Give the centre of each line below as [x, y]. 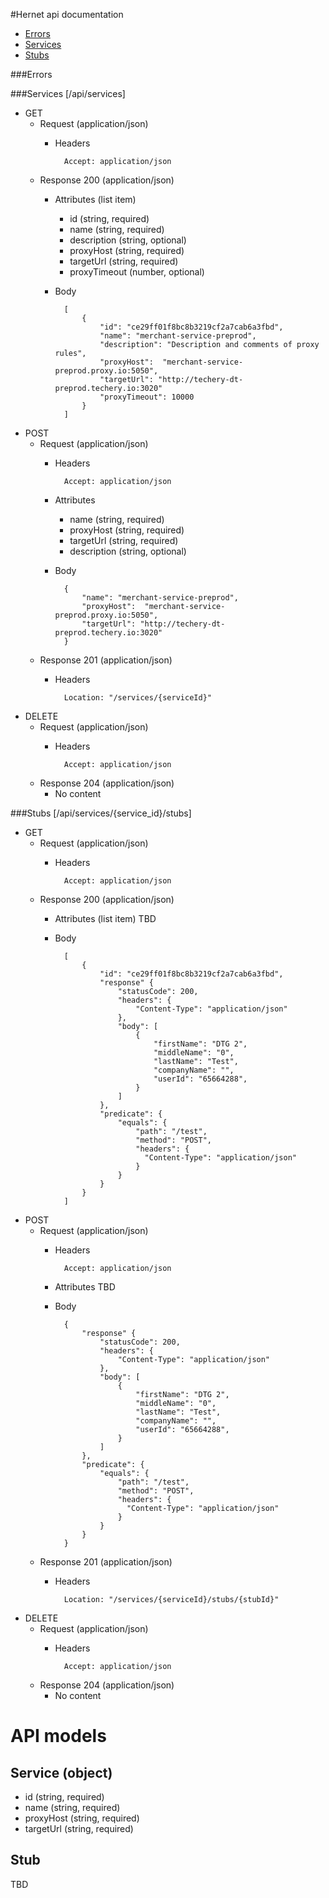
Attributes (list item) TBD [105, 918]
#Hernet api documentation [67, 14]
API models [58, 1736]
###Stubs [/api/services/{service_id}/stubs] [101, 813]
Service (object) [61, 1772]
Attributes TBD [85, 1287]
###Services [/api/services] [68, 93]
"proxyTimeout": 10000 [147, 397]
